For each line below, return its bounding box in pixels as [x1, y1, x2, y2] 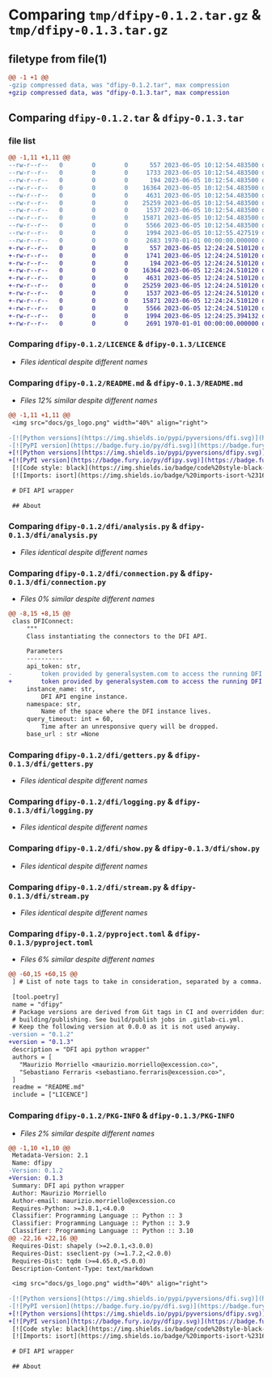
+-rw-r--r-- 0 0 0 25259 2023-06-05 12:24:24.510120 [8, 282, 259, 290]
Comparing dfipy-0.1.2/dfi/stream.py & [8, 881, 169, 893]
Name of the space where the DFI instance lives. [40, 707, 212, 716]
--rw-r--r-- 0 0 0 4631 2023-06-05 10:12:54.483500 [8, 191, 259, 199]
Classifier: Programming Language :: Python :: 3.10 [11, 1227, 194, 1235]
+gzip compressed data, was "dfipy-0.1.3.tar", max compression [8, 88, 230, 96]
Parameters [26, 647, 63, 655]
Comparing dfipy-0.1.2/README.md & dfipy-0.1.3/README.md [8, 377, 244, 388]
